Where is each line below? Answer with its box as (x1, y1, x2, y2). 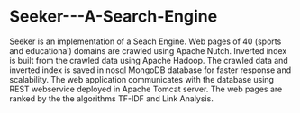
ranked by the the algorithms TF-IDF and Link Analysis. (9, 92, 214, 104)
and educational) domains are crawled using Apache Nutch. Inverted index (9, 45, 287, 56)
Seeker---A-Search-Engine (9, 6, 218, 27)
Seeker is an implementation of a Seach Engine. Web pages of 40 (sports (9, 36, 282, 47)
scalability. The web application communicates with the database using (9, 74, 275, 84)
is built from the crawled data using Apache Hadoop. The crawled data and (9, 55, 288, 65)
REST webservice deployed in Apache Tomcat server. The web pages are (9, 83, 283, 94)
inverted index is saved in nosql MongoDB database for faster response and (9, 65, 291, 75)
